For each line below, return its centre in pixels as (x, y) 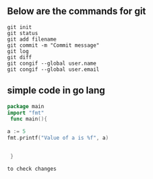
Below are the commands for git (76, 11)
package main (26, 106)
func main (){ (29, 119)
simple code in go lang (56, 91)
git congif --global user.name (52, 63)
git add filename (32, 39)
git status (23, 33)
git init (20, 27)
